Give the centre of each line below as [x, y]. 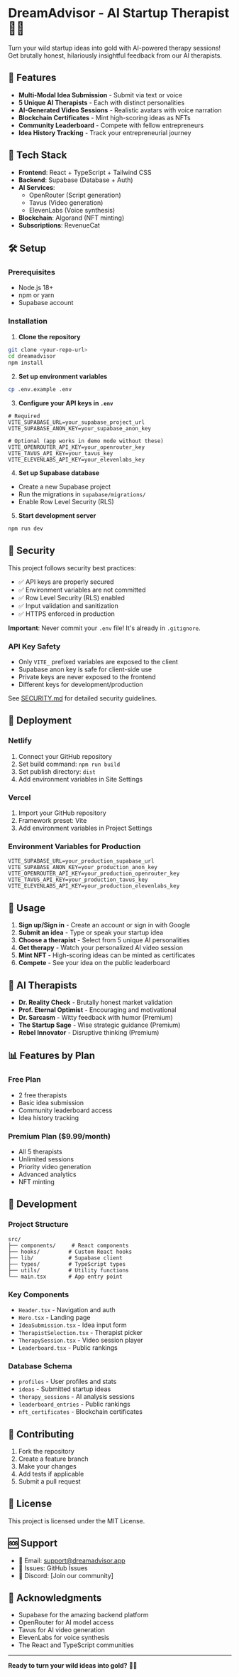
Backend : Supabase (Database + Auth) [76, 180]
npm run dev [26, 529]
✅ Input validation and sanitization [68, 605]
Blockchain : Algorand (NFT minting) [71, 218]
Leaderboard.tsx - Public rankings [68, 1347]
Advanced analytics [47, 1174]
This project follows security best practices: [72, 568]
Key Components [39, 1294]
